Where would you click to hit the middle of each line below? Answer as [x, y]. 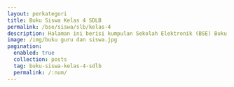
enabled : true [34, 53]
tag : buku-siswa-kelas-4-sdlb [57, 66]
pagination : [25, 46]
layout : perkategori [37, 14]
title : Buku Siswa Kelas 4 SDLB [54, 20]
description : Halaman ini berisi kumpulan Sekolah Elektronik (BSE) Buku [117, 33]
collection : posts [41, 60]
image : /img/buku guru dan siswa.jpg [62, 40]
